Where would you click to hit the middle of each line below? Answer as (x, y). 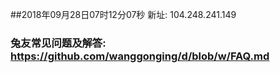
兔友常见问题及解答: (58, 43)
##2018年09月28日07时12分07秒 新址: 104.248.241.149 (123, 14)
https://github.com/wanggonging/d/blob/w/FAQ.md (140, 56)
